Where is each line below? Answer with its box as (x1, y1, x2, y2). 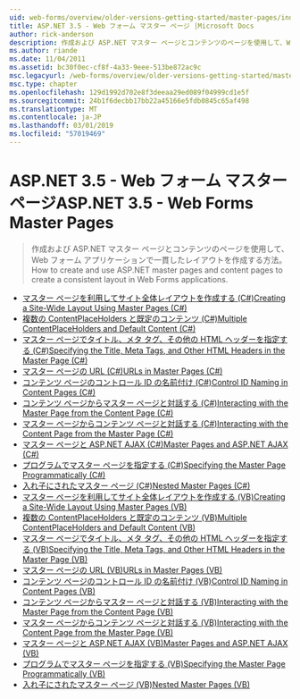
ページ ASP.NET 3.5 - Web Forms (9, 193, 254, 214)
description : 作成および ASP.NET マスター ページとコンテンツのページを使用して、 (9, 38, 287, 47)
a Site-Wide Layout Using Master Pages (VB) (21, 501, 187, 512)
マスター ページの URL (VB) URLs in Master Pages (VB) (21, 564, 223, 575)
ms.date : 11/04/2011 (9, 55, 87, 63)
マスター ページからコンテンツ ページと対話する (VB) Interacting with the (21, 617, 288, 627)
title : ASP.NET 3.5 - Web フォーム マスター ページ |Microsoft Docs (9, 21, 254, 30)
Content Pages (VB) (21, 585, 96, 596)
